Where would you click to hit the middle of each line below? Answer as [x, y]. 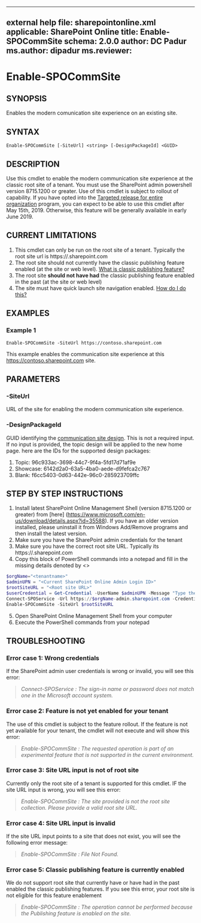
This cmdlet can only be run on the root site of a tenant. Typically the [100, 250]
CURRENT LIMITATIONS [51, 235]
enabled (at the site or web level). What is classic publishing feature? [100, 269]
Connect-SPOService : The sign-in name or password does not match [107, 689]
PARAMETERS [33, 379]
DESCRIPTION [33, 164]
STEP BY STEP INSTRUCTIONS [65, 494]
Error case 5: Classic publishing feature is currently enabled [95, 870]
